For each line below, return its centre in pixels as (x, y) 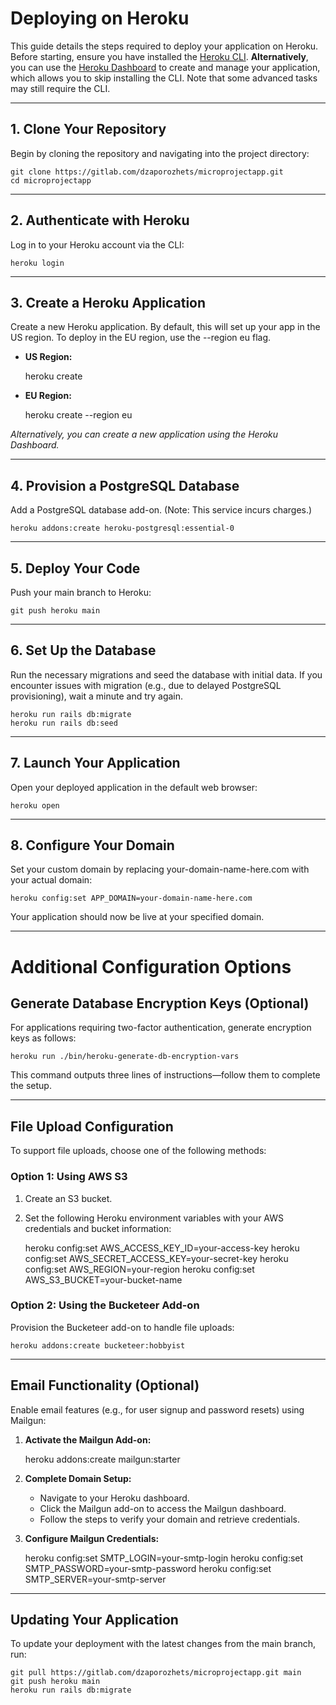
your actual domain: (51, 880)
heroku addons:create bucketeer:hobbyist (98, 1345)
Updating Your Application (94, 1620)
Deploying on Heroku (100, 18)
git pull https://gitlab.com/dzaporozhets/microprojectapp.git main (156, 1673)
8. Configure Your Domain (92, 845)
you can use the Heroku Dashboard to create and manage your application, (165, 67)
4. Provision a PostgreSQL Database (125, 485)
